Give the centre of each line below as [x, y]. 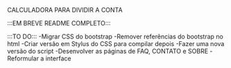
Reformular [23, 58]
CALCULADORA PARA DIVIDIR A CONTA [65, 10]
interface [58, 58]
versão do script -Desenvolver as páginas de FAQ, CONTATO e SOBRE [108, 51]
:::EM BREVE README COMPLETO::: [59, 23]
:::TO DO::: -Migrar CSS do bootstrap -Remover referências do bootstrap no [115, 36]
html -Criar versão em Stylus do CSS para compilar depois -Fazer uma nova [116, 44]
